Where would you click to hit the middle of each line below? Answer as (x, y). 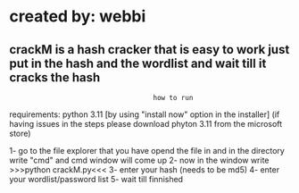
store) (20, 133)
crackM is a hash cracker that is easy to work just (149, 50)
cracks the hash (55, 77)
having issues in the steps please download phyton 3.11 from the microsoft (146, 124)
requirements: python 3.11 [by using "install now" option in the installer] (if (145, 114)
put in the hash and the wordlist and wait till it (138, 63)
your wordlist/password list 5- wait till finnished (96, 179)
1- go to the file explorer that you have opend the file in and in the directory (147, 151)
